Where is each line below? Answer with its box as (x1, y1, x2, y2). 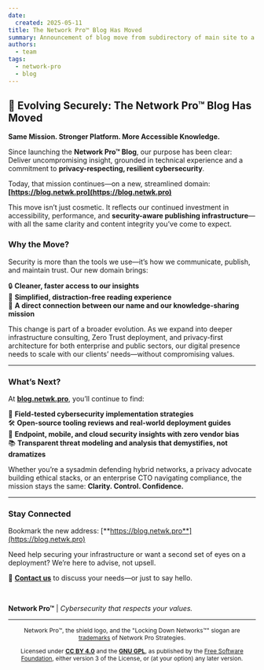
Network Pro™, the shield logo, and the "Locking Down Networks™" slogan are (24, 626, 240, 635)
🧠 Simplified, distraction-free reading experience (8, 292, 172, 302)
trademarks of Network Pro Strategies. (78, 634, 186, 643)
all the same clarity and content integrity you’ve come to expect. (23, 219, 232, 229)
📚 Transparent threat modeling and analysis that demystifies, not (8, 438, 228, 448)
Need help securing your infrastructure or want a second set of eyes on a (8, 550, 246, 559)
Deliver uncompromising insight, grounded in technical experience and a (8, 156, 244, 165)
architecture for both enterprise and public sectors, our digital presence (8, 341, 240, 350)
